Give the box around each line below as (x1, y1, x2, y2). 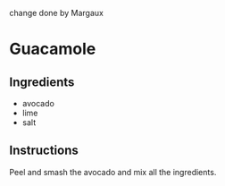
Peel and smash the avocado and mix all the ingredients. (9, 166, 217, 177)
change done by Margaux (9, 8, 104, 18)
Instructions (9, 143, 79, 158)
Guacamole (9, 39, 96, 59)
